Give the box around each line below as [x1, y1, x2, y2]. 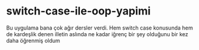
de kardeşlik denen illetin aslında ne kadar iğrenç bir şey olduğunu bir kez [6, 30, 188, 37]
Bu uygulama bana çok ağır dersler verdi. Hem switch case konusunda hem [6, 24, 194, 31]
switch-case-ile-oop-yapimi [6, 4, 151, 18]
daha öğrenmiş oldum [6, 37, 60, 44]
